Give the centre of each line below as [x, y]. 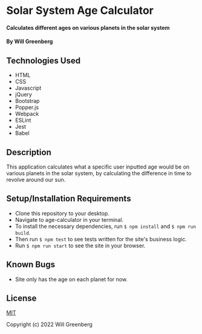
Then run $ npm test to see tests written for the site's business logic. [101, 239]
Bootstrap [27, 101]
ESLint [23, 120]
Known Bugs [31, 265]
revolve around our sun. [36, 180]
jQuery [23, 95]
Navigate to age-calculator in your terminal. [69, 219]
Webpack [27, 114]
